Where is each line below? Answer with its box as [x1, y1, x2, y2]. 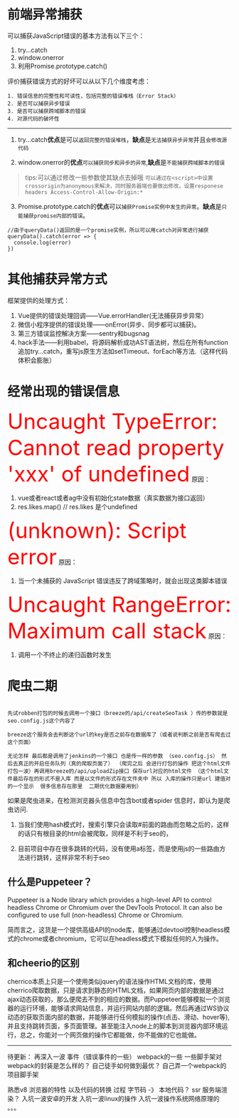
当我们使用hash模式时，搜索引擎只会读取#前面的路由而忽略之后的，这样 [17, 820, 230, 829]
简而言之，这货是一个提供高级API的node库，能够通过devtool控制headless [7, 925, 224, 934]
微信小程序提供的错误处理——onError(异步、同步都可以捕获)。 [17, 320, 201, 329]
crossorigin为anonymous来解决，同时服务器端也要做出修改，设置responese [24, 183, 224, 190]
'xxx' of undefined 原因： [7, 460, 211, 487]
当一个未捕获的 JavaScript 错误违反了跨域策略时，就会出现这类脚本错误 [17, 576, 228, 585]
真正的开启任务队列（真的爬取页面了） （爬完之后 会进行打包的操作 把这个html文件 [17, 760, 231, 767]
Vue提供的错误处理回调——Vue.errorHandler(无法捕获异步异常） [17, 311, 208, 319]
